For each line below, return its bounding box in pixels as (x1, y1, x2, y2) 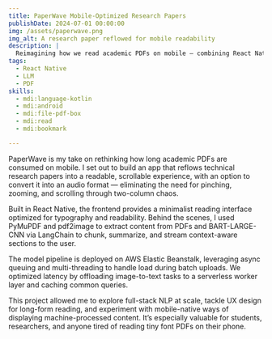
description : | (8, 42, 60, 50)
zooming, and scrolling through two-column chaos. (8, 188, 179, 198)
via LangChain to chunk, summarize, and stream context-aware (26, 230, 238, 239)
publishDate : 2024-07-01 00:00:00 (8, 19, 125, 28)
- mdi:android (15, 102, 63, 110)
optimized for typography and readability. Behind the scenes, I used (8, 212, 235, 222)
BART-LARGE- (208, 221, 257, 231)
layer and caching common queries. (8, 280, 129, 290)
